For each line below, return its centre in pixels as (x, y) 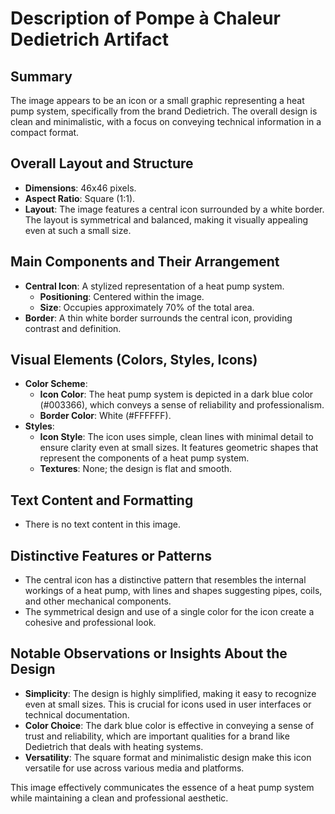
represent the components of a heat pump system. (144, 458)
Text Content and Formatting (102, 500)
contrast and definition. (73, 328)
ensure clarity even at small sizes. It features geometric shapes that (179, 448)
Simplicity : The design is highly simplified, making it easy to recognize (170, 693)
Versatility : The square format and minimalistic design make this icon (168, 757)
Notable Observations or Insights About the (149, 653)
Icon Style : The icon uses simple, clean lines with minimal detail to (176, 437)
